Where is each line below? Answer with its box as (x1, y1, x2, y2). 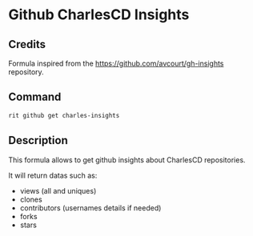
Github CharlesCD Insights (8, 6, 190, 24)
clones (19, 194, 42, 204)
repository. (8, 67, 44, 77)
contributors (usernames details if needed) (19, 202, 162, 213)
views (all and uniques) (19, 186, 97, 195)
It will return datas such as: (8, 170, 98, 180)
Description (8, 134, 68, 147)
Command (8, 90, 62, 104)
